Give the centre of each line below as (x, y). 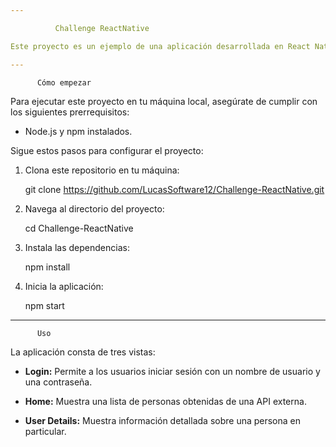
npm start (44, 305)
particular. (45, 431)
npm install (47, 267)
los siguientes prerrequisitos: (70, 112)
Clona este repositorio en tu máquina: (102, 170)
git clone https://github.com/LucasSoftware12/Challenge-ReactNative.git (174, 189)
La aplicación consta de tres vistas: (83, 352)
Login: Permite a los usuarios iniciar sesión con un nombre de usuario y (172, 371)
